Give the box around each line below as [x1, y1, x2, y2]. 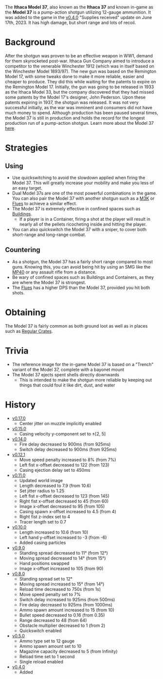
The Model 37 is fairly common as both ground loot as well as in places [5, 323, 148, 329]
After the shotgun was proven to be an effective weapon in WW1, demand [5, 53, 153, 58]
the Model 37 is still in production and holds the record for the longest [5, 115, 145, 121]
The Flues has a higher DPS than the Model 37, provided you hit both [12, 285, 150, 291]
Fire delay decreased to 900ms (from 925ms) [19, 441, 111, 447]
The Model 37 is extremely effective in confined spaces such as [12, 206, 141, 212]
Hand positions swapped [19, 560, 70, 566]
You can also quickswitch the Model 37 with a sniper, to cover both [12, 226, 147, 232]
